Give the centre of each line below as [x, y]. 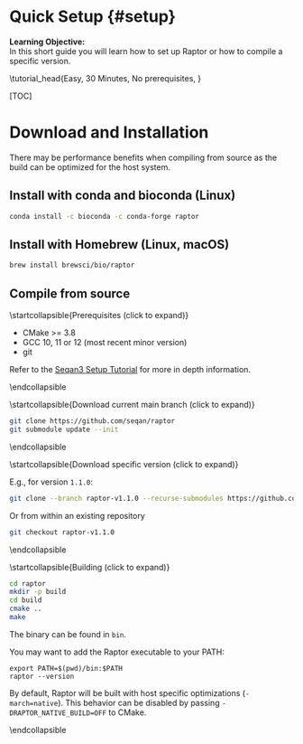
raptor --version [42, 676]
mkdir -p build [38, 592]
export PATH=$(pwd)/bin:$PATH [66, 668]
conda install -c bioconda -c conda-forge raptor [105, 216]
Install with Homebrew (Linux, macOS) [119, 245]
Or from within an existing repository [78, 515]
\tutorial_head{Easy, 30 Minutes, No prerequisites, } [106, 78]
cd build [26, 600]
